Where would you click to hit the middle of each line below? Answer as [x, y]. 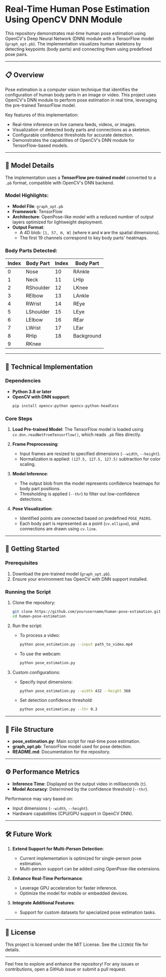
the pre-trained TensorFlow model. [41, 105]
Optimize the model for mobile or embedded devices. [74, 893]
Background [87, 336]
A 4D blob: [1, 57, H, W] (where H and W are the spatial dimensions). [90, 232]
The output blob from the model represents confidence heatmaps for [90, 483]
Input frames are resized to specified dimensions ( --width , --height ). [90, 454]
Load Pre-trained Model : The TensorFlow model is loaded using [78, 429]
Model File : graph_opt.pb [38, 206]
